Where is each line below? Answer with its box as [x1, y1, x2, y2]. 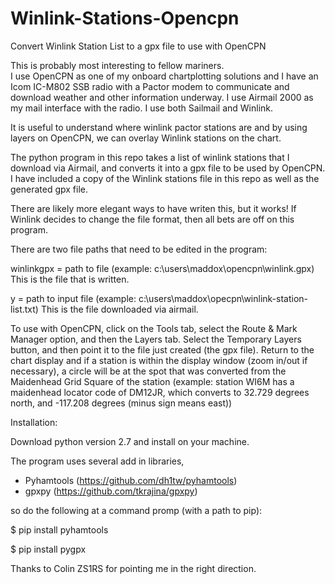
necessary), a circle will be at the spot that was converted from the [10, 365, 287, 377]
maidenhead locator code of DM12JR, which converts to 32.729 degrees [10, 386, 310, 398]
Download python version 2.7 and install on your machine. [10, 435, 250, 447]
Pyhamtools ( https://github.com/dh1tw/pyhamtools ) [24, 474, 238, 486]
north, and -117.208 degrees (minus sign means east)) [10, 397, 233, 409]
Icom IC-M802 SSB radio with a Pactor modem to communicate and [10, 80, 290, 92]
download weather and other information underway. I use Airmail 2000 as [10, 91, 314, 103]
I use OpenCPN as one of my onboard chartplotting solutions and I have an [10, 70, 319, 82]
